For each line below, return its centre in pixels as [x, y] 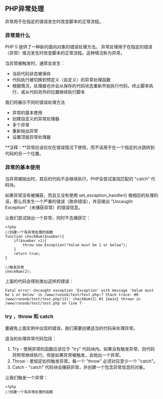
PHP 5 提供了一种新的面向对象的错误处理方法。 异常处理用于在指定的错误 [79, 47]
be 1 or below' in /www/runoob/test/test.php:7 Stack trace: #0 [72, 295]
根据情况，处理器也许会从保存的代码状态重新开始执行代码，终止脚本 [81, 86]
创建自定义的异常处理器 [36, 119]
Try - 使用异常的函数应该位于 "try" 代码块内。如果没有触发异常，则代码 [83, 349]
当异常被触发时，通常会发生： [35, 63]
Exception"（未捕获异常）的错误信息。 [44, 208]
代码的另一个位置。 [24, 154]
